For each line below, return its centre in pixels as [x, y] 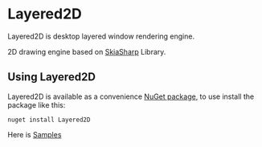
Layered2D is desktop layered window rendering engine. [101, 36]
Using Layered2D [51, 77]
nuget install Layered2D [49, 120]
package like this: [37, 104]
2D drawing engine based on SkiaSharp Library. [87, 51]
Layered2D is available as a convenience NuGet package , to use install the [131, 96]
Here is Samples [35, 134]
